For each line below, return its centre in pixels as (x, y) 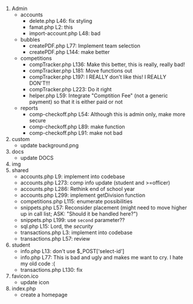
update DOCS (37, 158)
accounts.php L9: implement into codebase (73, 176)
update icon (35, 282)
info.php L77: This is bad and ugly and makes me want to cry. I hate (101, 257)
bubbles (30, 40)
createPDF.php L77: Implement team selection (85, 46)
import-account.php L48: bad (65, 33)
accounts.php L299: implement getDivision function (83, 195)
